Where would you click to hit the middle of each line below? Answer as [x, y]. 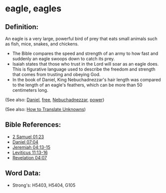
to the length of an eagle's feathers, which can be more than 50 [77, 85]
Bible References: [33, 125]
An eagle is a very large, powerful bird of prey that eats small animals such [81, 39]
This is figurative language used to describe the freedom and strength [84, 69]
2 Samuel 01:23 [28, 137]
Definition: [22, 27]
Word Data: [23, 173]
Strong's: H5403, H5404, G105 [44, 185]
